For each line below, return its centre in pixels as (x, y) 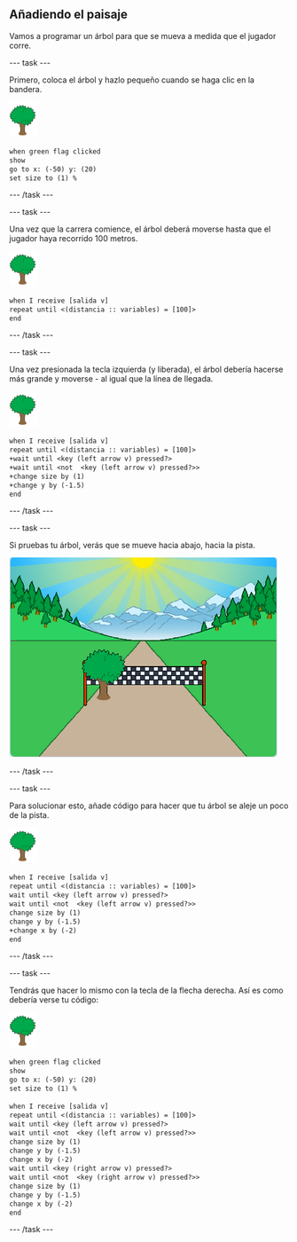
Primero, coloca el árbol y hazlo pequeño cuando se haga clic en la (132, 80)
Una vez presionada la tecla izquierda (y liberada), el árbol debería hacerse (146, 369)
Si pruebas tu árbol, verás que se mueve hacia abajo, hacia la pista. (132, 545)
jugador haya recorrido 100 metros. (74, 238)
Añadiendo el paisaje (69, 15)
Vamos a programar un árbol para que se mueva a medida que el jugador (143, 35)
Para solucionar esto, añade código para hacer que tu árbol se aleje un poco (149, 806)
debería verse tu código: (54, 999)
